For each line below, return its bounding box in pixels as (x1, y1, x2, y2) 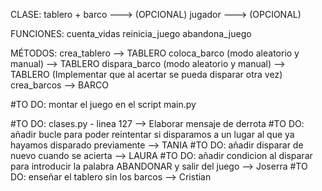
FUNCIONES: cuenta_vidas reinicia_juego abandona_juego (10, 28, 252, 39)
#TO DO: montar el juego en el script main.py (10, 99, 197, 110)
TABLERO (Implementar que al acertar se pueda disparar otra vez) (10, 69, 283, 80)
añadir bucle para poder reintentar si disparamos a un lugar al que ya (10, 129, 295, 140)
